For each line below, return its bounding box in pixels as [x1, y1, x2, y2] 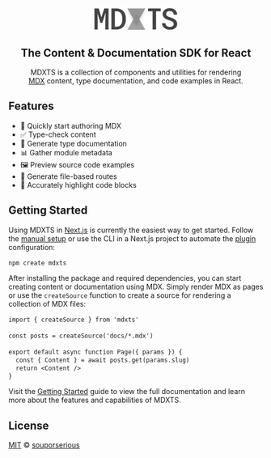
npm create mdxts [8, 259, 67, 267]
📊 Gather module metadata [19, 147, 113, 157]
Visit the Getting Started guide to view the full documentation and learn [8, 387, 245, 397]
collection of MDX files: [8, 299, 87, 309]
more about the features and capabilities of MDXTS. [8, 395, 181, 405]
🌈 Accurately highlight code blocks [19, 180, 138, 189]
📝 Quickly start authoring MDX [19, 121, 121, 130]
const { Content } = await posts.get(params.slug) [15, 356, 190, 365]
